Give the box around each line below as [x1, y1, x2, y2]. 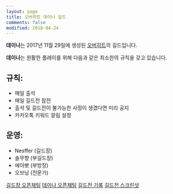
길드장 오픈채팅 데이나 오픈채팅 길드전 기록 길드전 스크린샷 [6, 181, 140, 188]
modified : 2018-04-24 [6, 25, 59, 31]
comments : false [6, 19, 46, 25]
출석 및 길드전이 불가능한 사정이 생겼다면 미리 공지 [14, 104, 129, 111]
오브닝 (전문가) [14, 169, 49, 176]
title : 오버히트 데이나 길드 [6, 14, 66, 20]
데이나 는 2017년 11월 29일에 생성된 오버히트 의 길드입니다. [6, 42, 138, 49]
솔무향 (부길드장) [14, 154, 54, 161]
